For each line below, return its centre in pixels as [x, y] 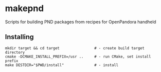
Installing [19, 37]
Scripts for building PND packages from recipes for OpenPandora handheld [81, 22]
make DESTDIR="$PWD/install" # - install [62, 65]
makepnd [24, 8]
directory [15, 52]
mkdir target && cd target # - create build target [75, 48]
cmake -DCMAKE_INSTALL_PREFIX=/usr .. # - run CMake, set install [78, 57]
